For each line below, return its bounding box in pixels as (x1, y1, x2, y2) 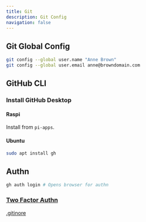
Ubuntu (6, 137, 25, 144)
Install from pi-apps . (6, 124, 55, 131)
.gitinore (6, 209, 26, 216)
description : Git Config (6, 14, 67, 20)
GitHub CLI (6, 79, 47, 89)
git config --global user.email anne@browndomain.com (6, 62, 141, 68)
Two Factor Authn (6, 196, 59, 204)
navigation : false (6, 19, 51, 25)
